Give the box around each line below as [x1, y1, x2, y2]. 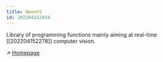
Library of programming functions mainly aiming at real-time [6, 31, 158, 38]
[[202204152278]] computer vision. [6, 37, 95, 45]
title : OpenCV [6, 8, 43, 15]
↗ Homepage [6, 49, 40, 56]
